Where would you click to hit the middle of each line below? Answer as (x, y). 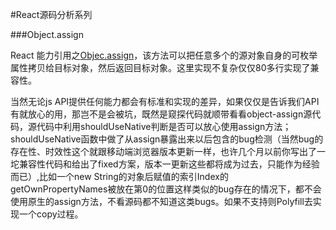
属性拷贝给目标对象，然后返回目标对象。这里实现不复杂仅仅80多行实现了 (160, 67)
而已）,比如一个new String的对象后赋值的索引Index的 (119, 176)
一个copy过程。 (51, 214)
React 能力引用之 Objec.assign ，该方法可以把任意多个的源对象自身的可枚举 (164, 55)
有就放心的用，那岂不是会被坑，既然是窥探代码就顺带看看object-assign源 (161, 114)
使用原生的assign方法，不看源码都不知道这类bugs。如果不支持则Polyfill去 (161, 201)
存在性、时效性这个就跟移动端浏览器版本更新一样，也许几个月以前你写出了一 (168, 151)
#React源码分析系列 (51, 14)
